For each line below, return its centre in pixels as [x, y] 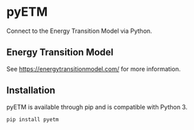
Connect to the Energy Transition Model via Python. [79, 31]
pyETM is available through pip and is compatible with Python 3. [97, 107]
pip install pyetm [33, 119]
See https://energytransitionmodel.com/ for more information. [94, 68]
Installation [31, 91]
